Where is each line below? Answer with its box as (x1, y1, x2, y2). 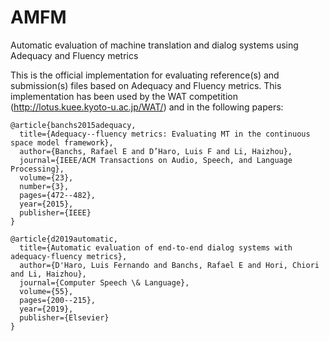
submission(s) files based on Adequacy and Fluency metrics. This (10, 79, 282, 91)
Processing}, (10, 164, 65, 174)
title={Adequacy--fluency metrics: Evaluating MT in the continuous (19, 129, 311, 139)
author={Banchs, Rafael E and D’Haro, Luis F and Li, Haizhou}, (19, 146, 293, 156)
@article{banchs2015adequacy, (10, 120, 137, 130)
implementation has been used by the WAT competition (10, 90, 238, 102)
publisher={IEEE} (19, 207, 92, 218)
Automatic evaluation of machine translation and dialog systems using (10, 39, 299, 51)
